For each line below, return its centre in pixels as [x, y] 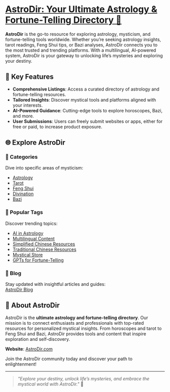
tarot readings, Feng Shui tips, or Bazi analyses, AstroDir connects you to [81, 45]
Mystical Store [28, 254]
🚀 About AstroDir [32, 305]
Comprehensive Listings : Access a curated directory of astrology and [86, 89]
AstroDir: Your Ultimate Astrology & [81, 9]
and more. [23, 116]
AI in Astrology [28, 233]
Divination [23, 194]
